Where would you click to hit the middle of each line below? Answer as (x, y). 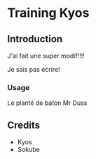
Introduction (35, 39)
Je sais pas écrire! (34, 69)
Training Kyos (48, 13)
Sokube (28, 150)
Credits (24, 125)
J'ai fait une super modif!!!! (46, 56)
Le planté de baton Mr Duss (47, 103)
